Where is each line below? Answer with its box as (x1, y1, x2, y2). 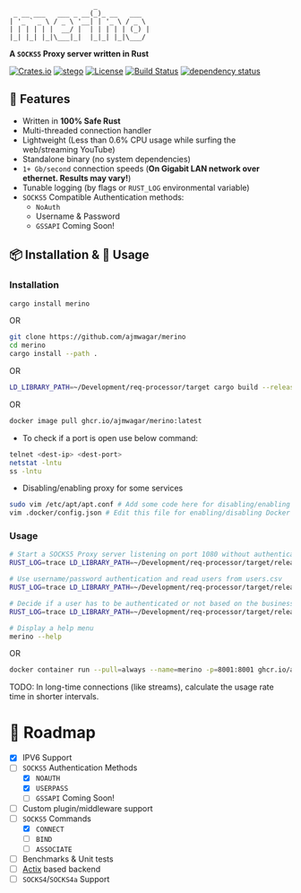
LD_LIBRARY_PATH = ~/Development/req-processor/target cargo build (9, 383, 258, 392)
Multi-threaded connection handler (21, 125, 152, 135)
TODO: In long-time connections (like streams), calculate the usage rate (9, 681, 275, 692)
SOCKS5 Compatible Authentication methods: (21, 191, 185, 203)
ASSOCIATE (35, 845, 73, 854)
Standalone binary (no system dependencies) (21, 153, 191, 164)
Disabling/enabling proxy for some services (21, 482, 184, 494)
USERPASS (35, 785, 69, 793)
